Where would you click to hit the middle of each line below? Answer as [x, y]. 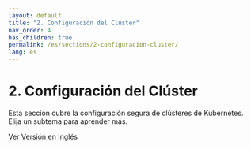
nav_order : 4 [30, 30]
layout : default [35, 15]
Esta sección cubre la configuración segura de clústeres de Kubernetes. [126, 113]
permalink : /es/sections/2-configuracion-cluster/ [93, 45]
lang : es [23, 52]
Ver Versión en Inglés [43, 136]
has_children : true [40, 37]
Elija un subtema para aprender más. [68, 121]
